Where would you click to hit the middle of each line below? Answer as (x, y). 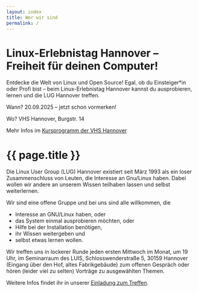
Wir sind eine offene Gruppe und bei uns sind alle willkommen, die (88, 203)
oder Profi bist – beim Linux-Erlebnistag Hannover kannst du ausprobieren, (99, 89)
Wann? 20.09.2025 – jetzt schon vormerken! (61, 107)
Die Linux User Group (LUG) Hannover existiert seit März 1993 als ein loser (99, 172)
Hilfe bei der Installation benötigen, (59, 227)
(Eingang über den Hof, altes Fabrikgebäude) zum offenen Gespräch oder (98, 265)
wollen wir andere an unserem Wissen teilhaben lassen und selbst (88, 184)
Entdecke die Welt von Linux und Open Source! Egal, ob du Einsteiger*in (96, 83)
